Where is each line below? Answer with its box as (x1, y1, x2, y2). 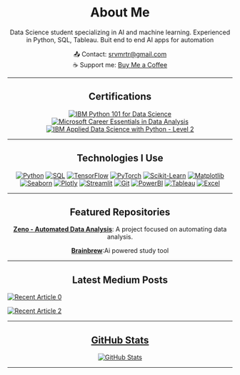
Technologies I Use (76, 152, 164, 164)
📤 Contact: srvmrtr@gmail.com (73, 49, 167, 58)
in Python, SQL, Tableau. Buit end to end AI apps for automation (26, 35, 214, 44)
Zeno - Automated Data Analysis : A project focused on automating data (13, 225, 227, 234)
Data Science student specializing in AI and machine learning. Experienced (9, 28, 231, 36)
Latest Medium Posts (71, 274, 169, 286)
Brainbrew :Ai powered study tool (71, 246, 169, 255)
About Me (90, 4, 150, 21)
